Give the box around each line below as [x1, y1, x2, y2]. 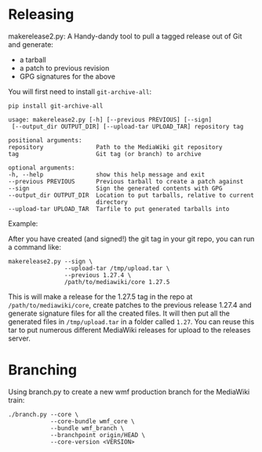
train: [8, 395, 25, 405]
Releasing [8, 5, 75, 24]
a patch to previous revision [19, 63, 110, 72]
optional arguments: [8, 163, 76, 172]
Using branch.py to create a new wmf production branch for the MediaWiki [8, 387, 250, 396]
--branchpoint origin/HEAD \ [49, 431, 146, 439]
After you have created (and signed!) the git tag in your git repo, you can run [8, 234, 255, 243]
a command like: [8, 242, 61, 252]
